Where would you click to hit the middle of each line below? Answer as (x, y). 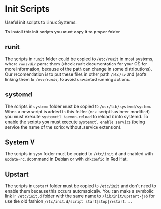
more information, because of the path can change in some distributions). (79, 69)
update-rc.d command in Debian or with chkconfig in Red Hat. (66, 159)
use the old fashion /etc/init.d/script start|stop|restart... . (69, 201)
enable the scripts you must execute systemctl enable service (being (75, 122)
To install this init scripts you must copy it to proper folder (63, 32)
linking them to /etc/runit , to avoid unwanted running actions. (68, 79)
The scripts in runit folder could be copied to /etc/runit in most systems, (79, 59)
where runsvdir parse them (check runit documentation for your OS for (76, 64)
